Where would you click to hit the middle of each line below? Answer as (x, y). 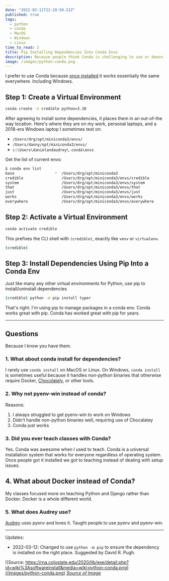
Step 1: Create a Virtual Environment (63, 97)
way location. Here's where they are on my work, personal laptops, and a (81, 124)
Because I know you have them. (38, 346)
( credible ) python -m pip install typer (48, 298)
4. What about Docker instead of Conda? (70, 481)
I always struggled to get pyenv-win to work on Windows (71, 414)
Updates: (15, 537)
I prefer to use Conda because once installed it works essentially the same (82, 76)
